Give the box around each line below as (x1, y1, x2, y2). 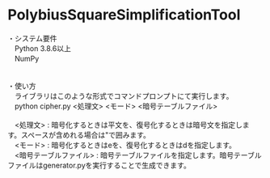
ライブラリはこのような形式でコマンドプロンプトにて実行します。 (14, 91, 234, 100)
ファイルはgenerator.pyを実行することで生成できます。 (7, 160, 191, 170)
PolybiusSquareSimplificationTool (7, 6, 241, 24)
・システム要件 (7, 33, 57, 43)
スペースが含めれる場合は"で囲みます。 (20, 129, 151, 139)
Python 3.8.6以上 (14, 43, 72, 53)
